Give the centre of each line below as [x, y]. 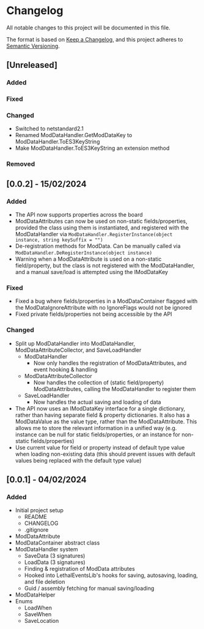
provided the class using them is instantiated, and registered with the [102, 228]
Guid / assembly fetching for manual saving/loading [89, 589]
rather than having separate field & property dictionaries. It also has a [102, 415]
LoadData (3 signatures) [55, 562]
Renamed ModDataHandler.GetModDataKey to [74, 135]
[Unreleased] [32, 65]
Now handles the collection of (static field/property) [99, 382]
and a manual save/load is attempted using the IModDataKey [92, 272]
